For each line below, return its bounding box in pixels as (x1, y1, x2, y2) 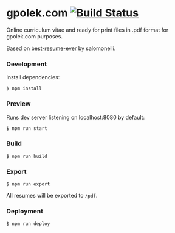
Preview (6, 99, 31, 108)
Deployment (6, 207, 44, 216)
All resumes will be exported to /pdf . (6, 192, 98, 199)
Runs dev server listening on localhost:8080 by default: (6, 113, 145, 121)
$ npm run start (6, 125, 47, 131)
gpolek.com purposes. (6, 32, 63, 40)
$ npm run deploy (6, 221, 50, 227)
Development (6, 60, 47, 68)
